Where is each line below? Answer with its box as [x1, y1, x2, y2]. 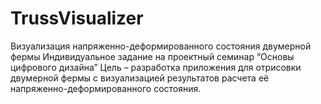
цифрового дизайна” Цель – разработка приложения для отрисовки [10, 61, 302, 73]
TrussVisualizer [10, 7, 144, 30]
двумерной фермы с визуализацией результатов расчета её [10, 72, 270, 84]
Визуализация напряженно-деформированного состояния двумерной [10, 40, 312, 52]
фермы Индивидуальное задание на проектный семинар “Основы [10, 50, 295, 62]
